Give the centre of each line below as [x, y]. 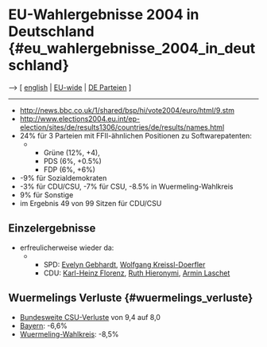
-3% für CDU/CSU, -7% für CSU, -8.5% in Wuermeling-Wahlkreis [126, 186]
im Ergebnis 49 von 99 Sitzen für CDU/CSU [91, 203]
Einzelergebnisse [52, 228]
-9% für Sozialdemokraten [63, 177]
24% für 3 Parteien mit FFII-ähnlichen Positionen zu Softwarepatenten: [135, 135]
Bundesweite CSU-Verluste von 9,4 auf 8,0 [90, 317]
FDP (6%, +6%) [69, 170]
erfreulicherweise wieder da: [67, 248]
